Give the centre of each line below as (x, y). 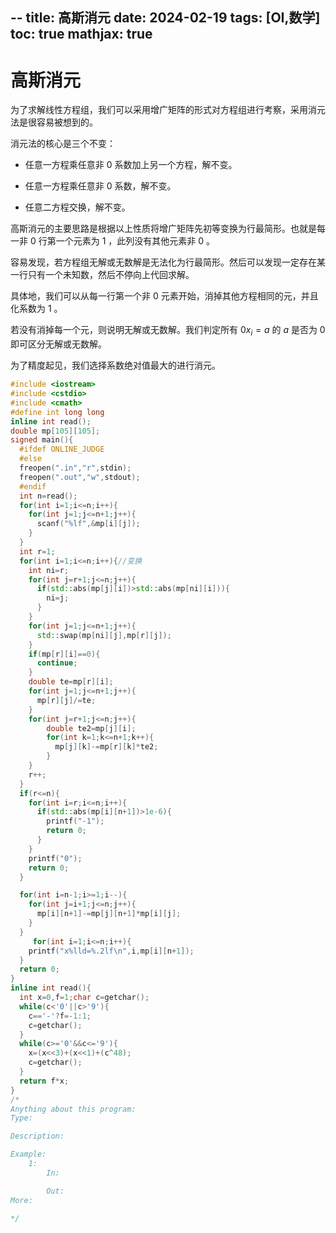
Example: (28, 1154)
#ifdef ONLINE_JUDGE (62, 449)
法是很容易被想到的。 (54, 122)
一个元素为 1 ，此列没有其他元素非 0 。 (135, 241)
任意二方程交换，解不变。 (77, 207)
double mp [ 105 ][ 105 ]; (55, 431)
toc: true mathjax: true (81, 34)
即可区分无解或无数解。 (58, 344)
